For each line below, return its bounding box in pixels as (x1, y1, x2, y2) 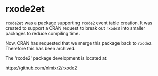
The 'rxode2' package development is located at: (5, 55, 108, 61)
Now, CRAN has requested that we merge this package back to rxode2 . (5, 40, 153, 46)
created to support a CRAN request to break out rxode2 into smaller (5, 25, 146, 31)
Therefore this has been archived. (5, 45, 76, 51)
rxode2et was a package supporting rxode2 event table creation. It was (5, 20, 153, 26)
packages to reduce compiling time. (5, 30, 80, 36)
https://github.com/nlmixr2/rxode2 (5, 65, 77, 71)
